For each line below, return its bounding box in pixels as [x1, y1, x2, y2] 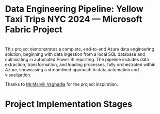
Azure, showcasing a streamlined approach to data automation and [5, 67, 139, 73]
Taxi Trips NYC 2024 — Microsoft [5, 14, 143, 25]
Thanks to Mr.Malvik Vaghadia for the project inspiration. [5, 81, 118, 87]
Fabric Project [5, 24, 63, 35]
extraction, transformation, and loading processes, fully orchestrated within [5, 62, 156, 67]
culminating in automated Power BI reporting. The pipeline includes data [5, 57, 149, 63]
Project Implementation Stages [5, 98, 132, 110]
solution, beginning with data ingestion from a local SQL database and [5, 51, 145, 57]
